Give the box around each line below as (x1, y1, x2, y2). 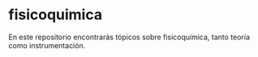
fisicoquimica (8, 6, 103, 24)
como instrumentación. (8, 40, 86, 50)
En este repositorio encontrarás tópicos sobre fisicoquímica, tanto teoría (8, 32, 250, 42)
